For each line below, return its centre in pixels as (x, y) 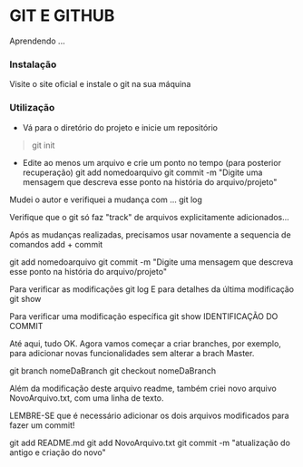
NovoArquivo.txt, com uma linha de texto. (87, 398)
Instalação (33, 64)
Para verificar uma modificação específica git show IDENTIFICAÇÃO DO (144, 316)
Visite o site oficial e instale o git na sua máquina (100, 84)
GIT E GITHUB (62, 16)
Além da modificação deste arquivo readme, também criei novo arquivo (143, 388)
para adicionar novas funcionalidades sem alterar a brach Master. (132, 353)
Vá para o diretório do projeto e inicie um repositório (120, 127)
